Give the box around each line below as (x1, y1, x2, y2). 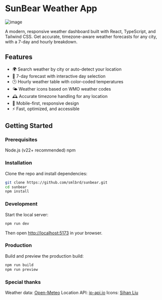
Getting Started (5, 122, 53, 130)
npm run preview (5, 267, 38, 272)
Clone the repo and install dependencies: (5, 170, 88, 176)
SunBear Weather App (5, 3, 97, 14)
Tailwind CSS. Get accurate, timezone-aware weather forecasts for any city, (5, 34, 157, 39)
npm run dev (5, 221, 29, 226)
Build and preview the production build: (5, 253, 84, 259)
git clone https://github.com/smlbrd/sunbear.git (5, 180, 108, 185)
